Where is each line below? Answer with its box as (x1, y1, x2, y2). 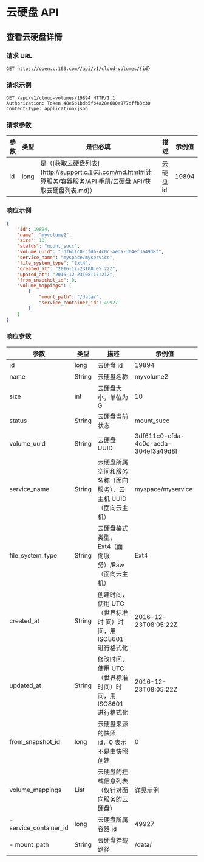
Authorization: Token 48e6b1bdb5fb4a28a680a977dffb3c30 (6, 100, 151, 107)
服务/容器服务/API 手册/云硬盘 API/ (46, 177, 145, 186)
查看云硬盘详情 (6, 32, 63, 42)
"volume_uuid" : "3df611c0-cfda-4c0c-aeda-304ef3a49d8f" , (17, 249, 165, 255)
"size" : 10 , (17, 237, 47, 244)
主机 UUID (97, 494, 127, 503)
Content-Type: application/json (6, 106, 88, 112)
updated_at (9, 681, 41, 690)
